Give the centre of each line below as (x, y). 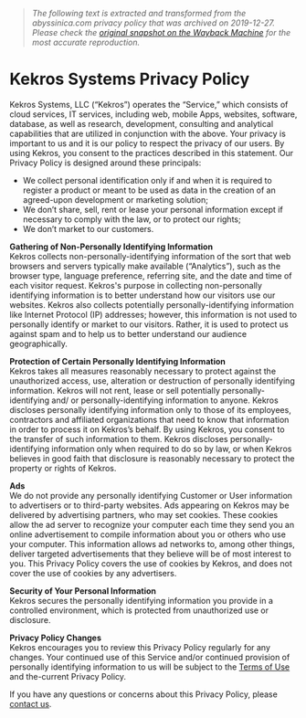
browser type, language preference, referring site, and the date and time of (151, 275)
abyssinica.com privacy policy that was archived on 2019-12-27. (153, 23)
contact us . (31, 703)
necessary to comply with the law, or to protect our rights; (132, 219)
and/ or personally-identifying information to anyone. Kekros (165, 400)
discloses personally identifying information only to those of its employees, (151, 409)
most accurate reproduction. (86, 42)
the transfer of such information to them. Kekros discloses (119, 438)
